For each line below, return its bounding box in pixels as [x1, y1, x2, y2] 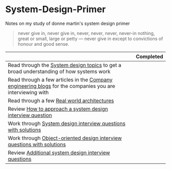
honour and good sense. [17, 41, 70, 47]
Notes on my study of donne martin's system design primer [5, 20, 130, 26]
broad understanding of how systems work [8, 67, 111, 75]
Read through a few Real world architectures [8, 97, 115, 104]
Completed [135, 53, 163, 60]
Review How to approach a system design [8, 105, 108, 112]
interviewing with [8, 89, 49, 96]
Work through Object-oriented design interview [8, 134, 122, 142]
